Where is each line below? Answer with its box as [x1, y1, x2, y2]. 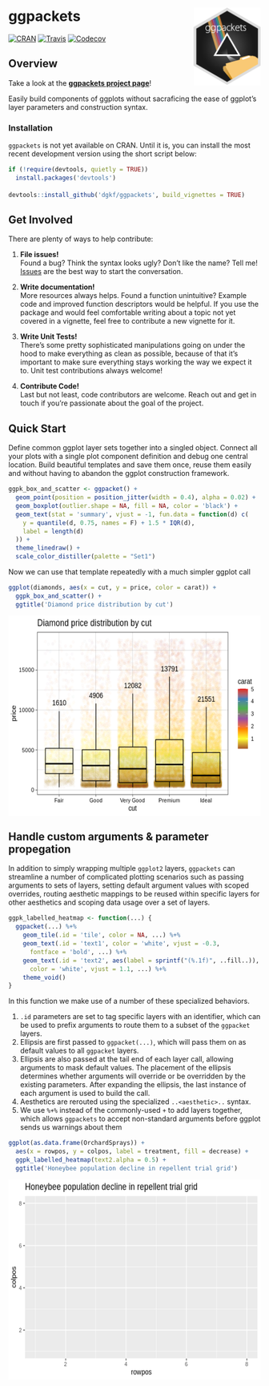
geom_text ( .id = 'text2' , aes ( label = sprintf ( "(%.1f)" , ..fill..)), [22, 957, 260, 965]
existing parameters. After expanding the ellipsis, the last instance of [19, 1080, 247, 1090]
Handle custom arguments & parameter [8, 830, 210, 844]
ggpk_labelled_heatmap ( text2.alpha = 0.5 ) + [15, 1156, 167, 1164]
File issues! [19, 250, 59, 260]
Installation [8, 122, 54, 133]
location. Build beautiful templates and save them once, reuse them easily [8, 460, 252, 469]
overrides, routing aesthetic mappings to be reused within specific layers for [8, 889, 260, 899]
